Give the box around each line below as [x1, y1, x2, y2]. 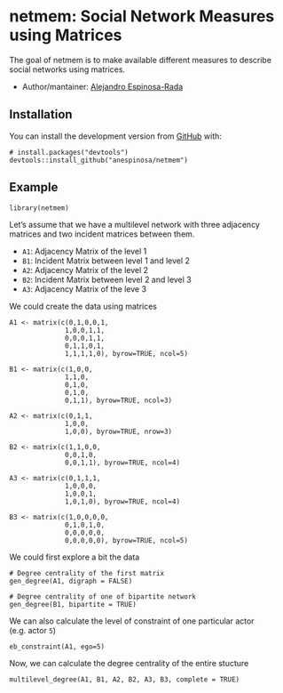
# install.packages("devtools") [9, 148, 129, 157]
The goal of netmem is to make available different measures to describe [9, 54, 272, 65]
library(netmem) [9, 203, 69, 213]
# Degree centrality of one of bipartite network [9, 592, 197, 601]
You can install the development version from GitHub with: [9, 131, 222, 141]
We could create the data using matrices [9, 301, 158, 311]
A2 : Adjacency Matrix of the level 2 [21, 264, 149, 275]
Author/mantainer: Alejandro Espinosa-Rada [21, 81, 184, 92]
